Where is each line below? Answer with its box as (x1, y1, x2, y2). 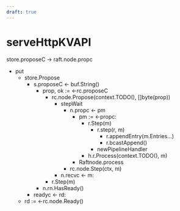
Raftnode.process (79, 158, 124, 166)
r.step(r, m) (96, 126, 125, 133)
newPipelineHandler (96, 145, 148, 153)
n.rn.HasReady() (42, 184, 84, 191)
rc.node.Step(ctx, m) (70, 165, 122, 172)
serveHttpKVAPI (6, 35, 92, 49)
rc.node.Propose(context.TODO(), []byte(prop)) (51, 93, 171, 101)
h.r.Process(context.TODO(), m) (88, 152, 168, 159)
